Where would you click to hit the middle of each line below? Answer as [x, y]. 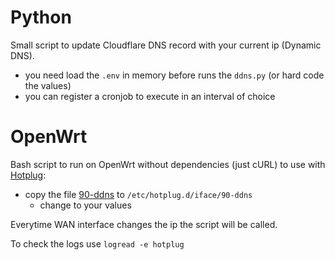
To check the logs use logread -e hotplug [97, 243]
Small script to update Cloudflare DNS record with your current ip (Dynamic [166, 45]
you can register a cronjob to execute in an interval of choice [150, 96]
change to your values [85, 205]
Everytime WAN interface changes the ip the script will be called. [144, 224]
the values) [48, 85]
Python [41, 17]
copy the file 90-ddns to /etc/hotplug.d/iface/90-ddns [138, 194]
